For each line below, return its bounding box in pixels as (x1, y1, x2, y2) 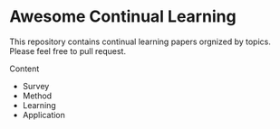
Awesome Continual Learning (9, 6, 237, 27)
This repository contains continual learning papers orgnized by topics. (9, 36, 272, 47)
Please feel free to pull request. (9, 45, 127, 56)
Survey (22, 80, 50, 91)
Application (22, 109, 66, 120)
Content (9, 63, 40, 74)
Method (22, 90, 53, 101)
